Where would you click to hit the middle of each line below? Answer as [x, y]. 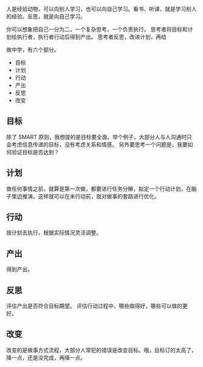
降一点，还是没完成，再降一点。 [46, 357]
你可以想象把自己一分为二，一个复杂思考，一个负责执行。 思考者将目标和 [97, 29]
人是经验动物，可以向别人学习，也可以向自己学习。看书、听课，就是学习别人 [101, 9]
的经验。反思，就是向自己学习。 [46, 16]
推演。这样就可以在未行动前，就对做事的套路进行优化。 [91, 196]
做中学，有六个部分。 [33, 50]
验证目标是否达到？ [35, 152]
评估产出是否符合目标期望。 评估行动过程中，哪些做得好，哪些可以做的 [94, 306]
